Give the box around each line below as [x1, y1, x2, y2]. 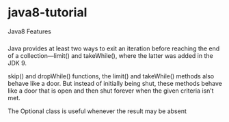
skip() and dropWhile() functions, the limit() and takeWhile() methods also [8, 72, 215, 80]
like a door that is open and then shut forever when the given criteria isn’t [8, 87, 214, 95]
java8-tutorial [8, 5, 87, 20]
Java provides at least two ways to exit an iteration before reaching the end [8, 44, 220, 52]
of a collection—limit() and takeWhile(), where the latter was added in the [8, 52, 214, 60]
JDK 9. [8, 59, 27, 67]
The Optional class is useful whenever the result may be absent [8, 107, 187, 115]
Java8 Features [8, 27, 52, 35]
